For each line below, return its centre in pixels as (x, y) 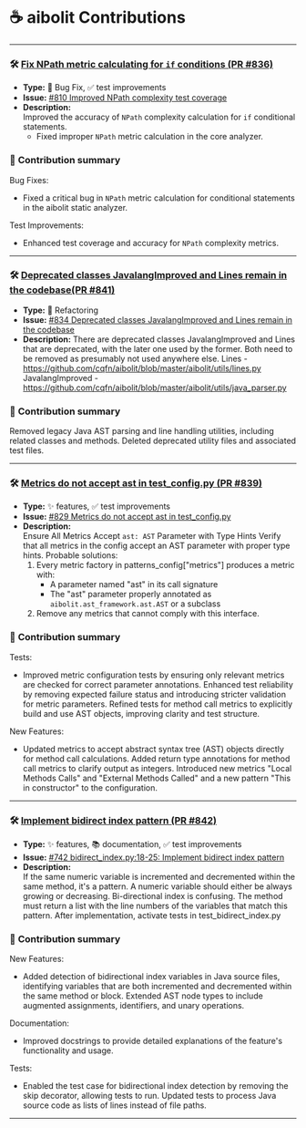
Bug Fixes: (29, 180)
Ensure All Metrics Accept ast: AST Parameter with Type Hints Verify (152, 536)
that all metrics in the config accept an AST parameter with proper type (156, 546)
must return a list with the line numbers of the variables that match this (155, 906)
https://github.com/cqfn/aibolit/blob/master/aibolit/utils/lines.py (142, 368)
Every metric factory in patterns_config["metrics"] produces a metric (165, 565)
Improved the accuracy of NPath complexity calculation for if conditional (159, 117)
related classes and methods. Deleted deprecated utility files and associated (153, 441)
